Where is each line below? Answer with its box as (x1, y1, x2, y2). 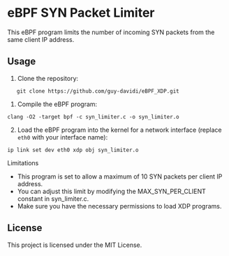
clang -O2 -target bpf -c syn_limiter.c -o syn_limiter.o (7, 113, 179, 120)
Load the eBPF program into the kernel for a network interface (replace (17, 126, 222, 134)
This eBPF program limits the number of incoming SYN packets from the (7, 28, 215, 36)
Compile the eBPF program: (17, 100, 98, 108)
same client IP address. (7, 35, 75, 43)
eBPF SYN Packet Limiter (7, 5, 155, 21)
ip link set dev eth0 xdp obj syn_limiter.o (7, 146, 139, 153)
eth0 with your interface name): (17, 133, 108, 141)
